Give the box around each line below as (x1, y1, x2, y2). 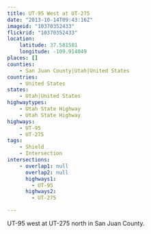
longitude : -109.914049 (19, 49, 87, 55)
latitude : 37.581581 (19, 42, 78, 49)
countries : (7, 73, 38, 81)
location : (7, 36, 36, 42)
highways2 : (25, 188, 57, 195)
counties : (7, 61, 36, 68)
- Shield (19, 144, 44, 151)
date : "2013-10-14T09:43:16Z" (7, 16, 94, 23)
